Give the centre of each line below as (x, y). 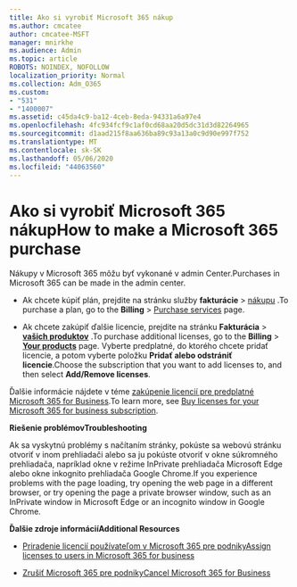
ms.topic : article (43, 59)
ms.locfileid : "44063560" (57, 167)
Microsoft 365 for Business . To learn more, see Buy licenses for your (134, 401)
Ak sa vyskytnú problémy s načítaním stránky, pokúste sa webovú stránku (145, 445)
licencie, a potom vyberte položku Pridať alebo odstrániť (127, 356)
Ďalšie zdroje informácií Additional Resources (95, 529)
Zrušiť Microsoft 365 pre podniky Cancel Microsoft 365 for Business (146, 573)
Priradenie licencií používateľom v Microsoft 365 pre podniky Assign (147, 546)
